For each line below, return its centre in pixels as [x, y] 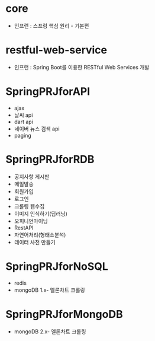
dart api [24, 122]
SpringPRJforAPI [48, 92]
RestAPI [24, 228]
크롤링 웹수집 [29, 206]
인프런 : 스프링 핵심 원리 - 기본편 [51, 26]
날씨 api [23, 115]
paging [23, 135]
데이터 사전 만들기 [35, 242]
